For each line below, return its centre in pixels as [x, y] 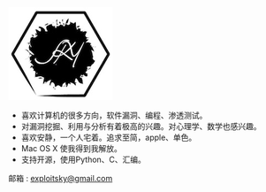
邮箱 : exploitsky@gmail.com [61, 178]
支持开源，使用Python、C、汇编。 [84, 159]
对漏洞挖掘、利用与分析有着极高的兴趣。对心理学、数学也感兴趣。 [141, 126]
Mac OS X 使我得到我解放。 [72, 148]
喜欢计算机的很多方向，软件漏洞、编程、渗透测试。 [114, 115]
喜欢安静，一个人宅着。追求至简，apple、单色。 [109, 137]
